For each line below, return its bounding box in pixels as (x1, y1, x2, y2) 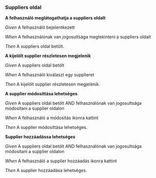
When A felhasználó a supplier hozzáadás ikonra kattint (5, 158, 117, 164)
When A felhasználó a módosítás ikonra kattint (5, 115, 99, 121)
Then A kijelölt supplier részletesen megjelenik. (5, 81, 100, 87)
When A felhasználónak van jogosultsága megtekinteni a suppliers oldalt (5, 34, 151, 40)
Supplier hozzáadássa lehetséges (5, 134, 76, 140)
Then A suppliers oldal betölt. (5, 44, 65, 49)
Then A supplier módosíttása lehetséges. (5, 124, 88, 131)
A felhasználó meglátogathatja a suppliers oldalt (5, 15, 106, 21)
